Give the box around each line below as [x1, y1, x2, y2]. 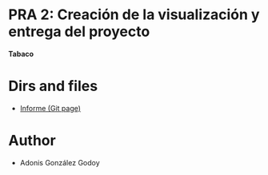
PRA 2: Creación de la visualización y [8, 6, 260, 24]
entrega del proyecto [8, 22, 150, 41]
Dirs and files [8, 78, 98, 95]
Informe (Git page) [19, 103, 82, 113]
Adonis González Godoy [19, 157, 100, 167]
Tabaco [8, 49, 34, 58]
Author [8, 132, 56, 149]
